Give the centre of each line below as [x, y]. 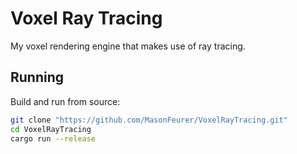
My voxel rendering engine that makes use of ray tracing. [128, 46]
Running [37, 77]
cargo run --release [53, 138]
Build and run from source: [65, 101]
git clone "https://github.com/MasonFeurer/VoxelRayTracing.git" [149, 120]
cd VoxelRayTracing [51, 129]
